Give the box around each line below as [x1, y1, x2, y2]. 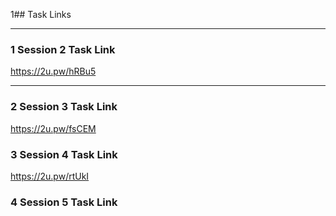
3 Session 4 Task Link [10, 147, 118, 161]
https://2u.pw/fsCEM [10, 122, 97, 134]
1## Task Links [10, 9, 72, 20]
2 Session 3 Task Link [10, 100, 118, 114]
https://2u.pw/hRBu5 [10, 65, 97, 78]
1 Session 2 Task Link [10, 42, 116, 56]
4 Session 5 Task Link [10, 195, 118, 209]
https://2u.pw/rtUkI [10, 170, 90, 182]
